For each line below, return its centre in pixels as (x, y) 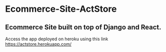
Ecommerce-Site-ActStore (61, 9)
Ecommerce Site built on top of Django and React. (83, 27)
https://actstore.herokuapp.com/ (38, 44)
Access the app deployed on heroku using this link (57, 39)
